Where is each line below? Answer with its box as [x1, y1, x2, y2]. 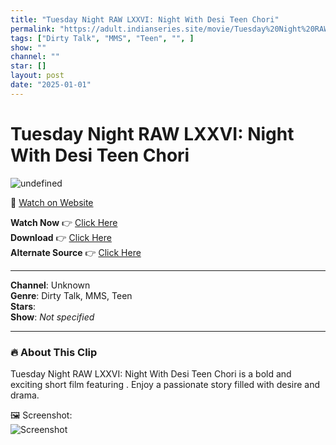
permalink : [10, 24, 56, 34]
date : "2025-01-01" [10, 80, 92, 90]
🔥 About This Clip [10, 345, 98, 359]
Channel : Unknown [10, 279, 91, 291]
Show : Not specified [10, 311, 95, 323]
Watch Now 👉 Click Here [10, 216, 118, 228]
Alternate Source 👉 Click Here [10, 246, 142, 258]
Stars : [10, 300, 37, 312]
